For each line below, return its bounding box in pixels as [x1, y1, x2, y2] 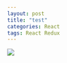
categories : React [7, 23, 60, 30]
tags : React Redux [7, 29, 60, 37]
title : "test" [7, 17, 48, 24]
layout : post [7, 10, 45, 17]
